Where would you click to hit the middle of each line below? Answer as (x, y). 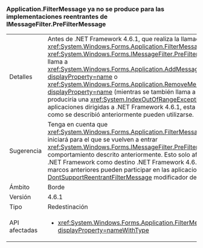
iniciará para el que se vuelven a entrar (103, 140)
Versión (20, 197)
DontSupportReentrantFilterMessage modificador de (122, 177)
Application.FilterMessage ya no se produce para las (85, 9)
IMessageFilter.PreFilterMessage (56, 24)
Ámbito (20, 188)
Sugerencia (26, 151)
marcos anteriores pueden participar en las (109, 170)
